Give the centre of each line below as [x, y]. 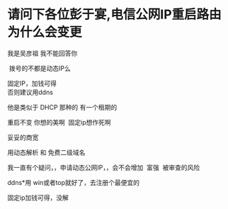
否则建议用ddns [30, 92]
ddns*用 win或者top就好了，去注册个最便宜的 [74, 182]
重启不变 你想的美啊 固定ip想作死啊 [59, 122]
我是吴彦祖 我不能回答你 [42, 53]
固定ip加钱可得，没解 [38, 197]
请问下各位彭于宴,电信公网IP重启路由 [114, 15]
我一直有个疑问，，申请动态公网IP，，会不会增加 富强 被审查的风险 [104, 167]
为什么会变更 [45, 32]
